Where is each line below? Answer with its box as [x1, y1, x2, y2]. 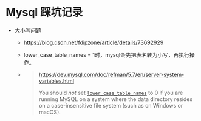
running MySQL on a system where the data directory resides [38, 95, 192, 103]
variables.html [38, 77, 74, 85]
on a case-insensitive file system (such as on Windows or [38, 102, 183, 109]
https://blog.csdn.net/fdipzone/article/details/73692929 [23, 39, 164, 46]
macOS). [38, 108, 61, 116]
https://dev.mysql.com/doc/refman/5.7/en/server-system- [38, 71, 185, 78]
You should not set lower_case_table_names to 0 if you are [38, 89, 183, 96]
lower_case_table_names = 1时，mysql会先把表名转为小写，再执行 [23, 51, 189, 58]
